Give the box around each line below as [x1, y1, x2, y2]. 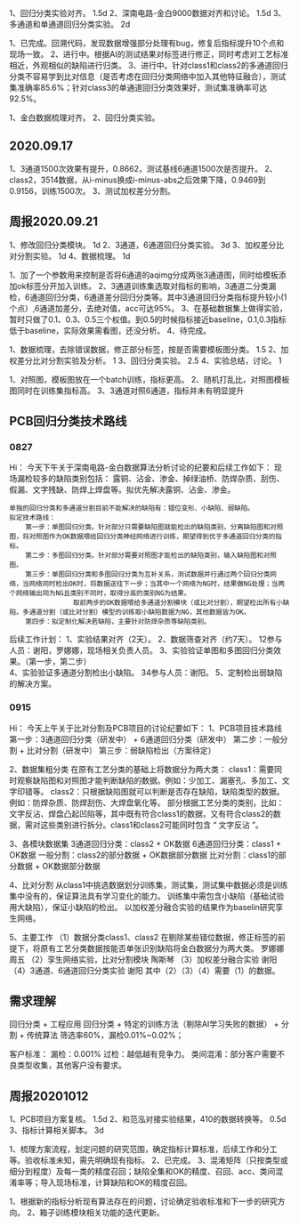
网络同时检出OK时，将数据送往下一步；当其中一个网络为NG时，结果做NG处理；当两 [28, 579, 285, 589]
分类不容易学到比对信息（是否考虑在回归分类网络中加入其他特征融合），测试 [9, 71, 287, 82]
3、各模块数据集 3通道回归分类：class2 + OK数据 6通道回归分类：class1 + [9, 838, 282, 849]
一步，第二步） [36, 657, 92, 667]
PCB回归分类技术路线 [9, 414, 127, 429]
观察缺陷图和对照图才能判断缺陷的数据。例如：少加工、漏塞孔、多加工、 [16, 775, 282, 786]
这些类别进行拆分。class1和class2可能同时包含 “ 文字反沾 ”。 [39, 819, 264, 830]
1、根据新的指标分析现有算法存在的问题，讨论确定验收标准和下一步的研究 [9, 1196, 278, 1207]
